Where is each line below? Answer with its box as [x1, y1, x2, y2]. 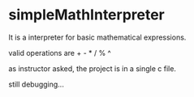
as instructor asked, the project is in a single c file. [8, 63, 177, 74]
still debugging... [8, 79, 65, 89]
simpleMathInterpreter [8, 6, 165, 24]
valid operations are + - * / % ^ [8, 48, 111, 57]
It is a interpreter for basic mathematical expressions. [8, 32, 187, 42]
